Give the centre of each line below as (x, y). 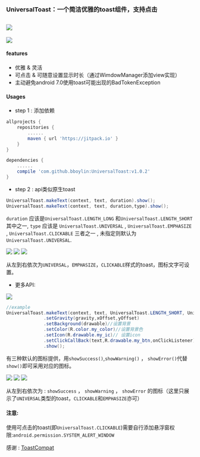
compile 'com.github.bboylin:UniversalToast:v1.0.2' (84, 171)
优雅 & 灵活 (29, 68)
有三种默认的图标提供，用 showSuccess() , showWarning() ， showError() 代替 (97, 358)
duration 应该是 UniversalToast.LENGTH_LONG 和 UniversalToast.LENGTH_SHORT (99, 218)
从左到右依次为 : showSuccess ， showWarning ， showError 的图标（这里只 (95, 391)
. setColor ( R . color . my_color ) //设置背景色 (93, 330)
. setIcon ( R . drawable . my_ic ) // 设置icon (92, 335)
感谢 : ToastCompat (30, 447)
